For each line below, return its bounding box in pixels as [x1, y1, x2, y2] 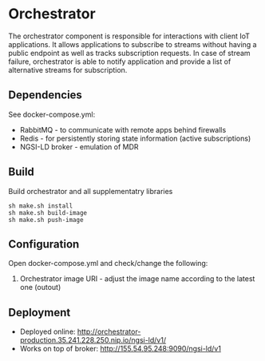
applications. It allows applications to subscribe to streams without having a [8, 39, 257, 49]
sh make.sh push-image [8, 216, 84, 224]
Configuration [8, 237, 80, 251]
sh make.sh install [8, 201, 73, 210]
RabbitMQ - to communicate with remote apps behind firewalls [19, 125, 227, 134]
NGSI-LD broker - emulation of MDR [19, 141, 139, 152]
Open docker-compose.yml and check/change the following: [8, 259, 208, 268]
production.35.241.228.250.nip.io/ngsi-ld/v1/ [19, 335, 166, 345]
